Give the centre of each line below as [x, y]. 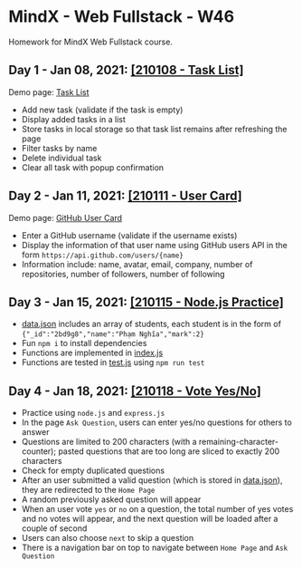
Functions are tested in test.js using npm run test [113, 362]
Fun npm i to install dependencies [84, 343]
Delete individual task [61, 158]
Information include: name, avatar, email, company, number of [137, 264]
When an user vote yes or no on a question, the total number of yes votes [157, 509]
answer [35, 432]
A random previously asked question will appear [111, 499]
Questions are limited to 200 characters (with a [109, 442]
